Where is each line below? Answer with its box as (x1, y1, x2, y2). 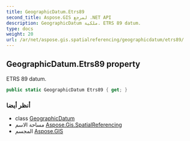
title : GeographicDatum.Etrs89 (6, 8, 85, 15)
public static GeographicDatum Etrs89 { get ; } (6, 87, 128, 93)
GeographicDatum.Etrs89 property (6, 59, 141, 69)
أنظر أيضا (6, 101, 31, 109)
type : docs (6, 25, 34, 32)
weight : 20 (6, 31, 34, 37)
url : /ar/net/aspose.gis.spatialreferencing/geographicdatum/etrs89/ (6, 37, 185, 43)
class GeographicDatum (14, 114, 75, 122)
